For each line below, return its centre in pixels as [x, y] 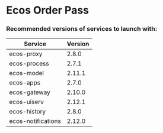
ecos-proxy [26, 54]
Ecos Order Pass [48, 10]
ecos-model [27, 73]
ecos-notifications [35, 121]
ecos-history [28, 112]
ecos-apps [25, 83]
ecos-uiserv [27, 102]
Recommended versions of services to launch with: [82, 29]
